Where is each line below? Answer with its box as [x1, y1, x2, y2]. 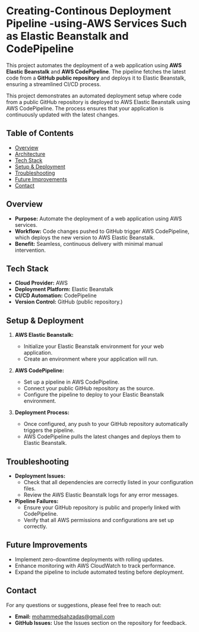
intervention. [14, 247, 46, 254]
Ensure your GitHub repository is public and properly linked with [23, 504, 181, 511]
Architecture [14, 150, 46, 157]
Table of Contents [6, 128, 74, 138]
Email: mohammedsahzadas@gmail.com [14, 613, 115, 620]
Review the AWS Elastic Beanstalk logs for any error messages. [23, 491, 179, 498]
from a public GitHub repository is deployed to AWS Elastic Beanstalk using [6, 98, 190, 105]
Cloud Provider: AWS [14, 279, 68, 286]
